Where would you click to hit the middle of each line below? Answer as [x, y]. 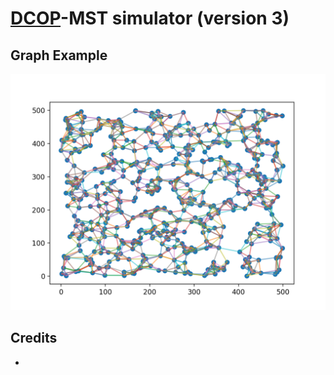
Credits [34, 338]
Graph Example [59, 55]
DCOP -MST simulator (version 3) [150, 18]
